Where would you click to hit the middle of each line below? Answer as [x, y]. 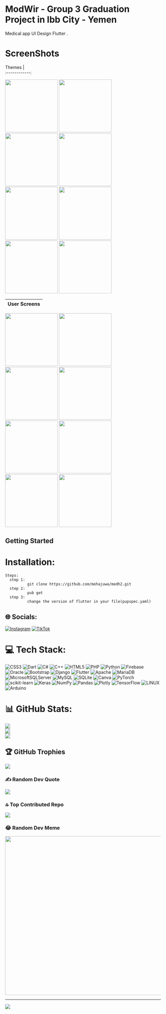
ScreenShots [32, 54]
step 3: [18, 597]
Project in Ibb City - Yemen [61, 20]
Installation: [30, 562]
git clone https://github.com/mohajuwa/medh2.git [79, 584]
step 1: [18, 580]
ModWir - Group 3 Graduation [67, 9]
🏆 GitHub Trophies [35, 752]
